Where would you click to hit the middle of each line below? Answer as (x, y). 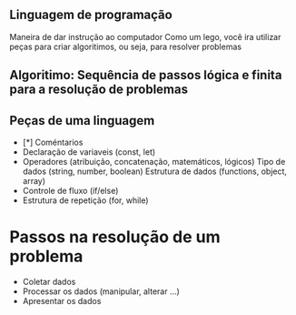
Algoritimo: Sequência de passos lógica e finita (146, 75)
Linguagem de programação (91, 15)
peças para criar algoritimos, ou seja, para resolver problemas (126, 46)
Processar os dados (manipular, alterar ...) (101, 291)
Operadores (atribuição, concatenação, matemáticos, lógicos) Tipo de (154, 162)
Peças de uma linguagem (82, 121)
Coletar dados (49, 281)
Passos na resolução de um (115, 237)
